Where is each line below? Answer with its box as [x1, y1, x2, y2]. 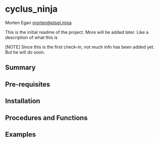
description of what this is [5, 34, 58, 40]
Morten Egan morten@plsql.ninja [5, 20, 72, 26]
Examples [5, 130, 36, 139]
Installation [5, 97, 40, 105]
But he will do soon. [5, 49, 45, 55]
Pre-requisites [5, 80, 50, 88]
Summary [5, 63, 36, 72]
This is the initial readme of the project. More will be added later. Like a [5, 29, 149, 35]
